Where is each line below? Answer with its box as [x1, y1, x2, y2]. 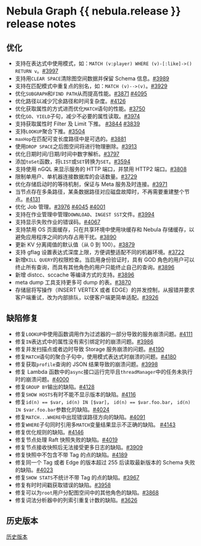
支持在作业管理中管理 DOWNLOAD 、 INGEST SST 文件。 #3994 [14, 211, 155, 218]
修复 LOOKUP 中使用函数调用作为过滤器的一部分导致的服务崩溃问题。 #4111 [14, 330, 193, 338]
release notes [6, 17, 77, 31]
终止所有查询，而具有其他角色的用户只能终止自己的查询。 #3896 [14, 264, 175, 271]
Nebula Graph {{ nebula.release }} [6, 4, 181, 18]
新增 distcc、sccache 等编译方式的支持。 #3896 [14, 271, 135, 278]
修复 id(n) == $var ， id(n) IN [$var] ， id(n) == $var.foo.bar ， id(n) [14, 398, 191, 405]
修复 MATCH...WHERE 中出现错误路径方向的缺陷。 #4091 [14, 413, 145, 420]
